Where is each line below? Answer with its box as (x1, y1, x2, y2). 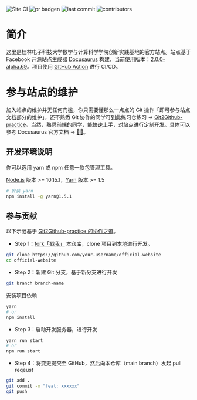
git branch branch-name (6, 280, 64, 286)
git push (6, 388, 28, 394)
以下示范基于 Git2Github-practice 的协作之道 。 (6, 228, 119, 235)
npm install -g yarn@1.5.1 (6, 194, 72, 199)
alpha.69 (6, 63, 28, 70)
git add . (6, 378, 30, 384)
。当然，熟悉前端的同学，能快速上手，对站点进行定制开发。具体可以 (25, 121, 191, 128)
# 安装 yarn (6, 188, 33, 194)
